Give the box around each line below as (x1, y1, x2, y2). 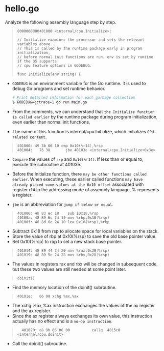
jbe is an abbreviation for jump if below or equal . (12, 201, 114, 207)
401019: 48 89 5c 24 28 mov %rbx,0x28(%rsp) (17, 252, 110, 257)
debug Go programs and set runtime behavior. (12, 86, 106, 91)
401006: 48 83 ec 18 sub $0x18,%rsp (17, 211, 99, 216)
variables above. (17, 41, 53, 47)
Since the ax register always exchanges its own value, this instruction (12, 313, 153, 319)
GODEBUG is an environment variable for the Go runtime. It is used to (12, 80, 146, 86)
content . (30, 134, 47, 140)
